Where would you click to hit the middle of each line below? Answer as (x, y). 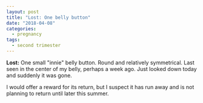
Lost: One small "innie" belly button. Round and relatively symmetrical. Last (101, 62)
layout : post (23, 12)
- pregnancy (27, 34)
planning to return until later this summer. (58, 93)
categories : (21, 29)
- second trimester (36, 46)
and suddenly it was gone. (39, 75)
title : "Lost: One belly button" (48, 17)
